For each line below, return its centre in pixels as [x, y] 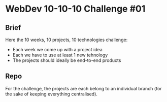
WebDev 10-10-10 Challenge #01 [75, 9]
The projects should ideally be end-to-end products [67, 60]
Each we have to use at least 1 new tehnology [60, 55]
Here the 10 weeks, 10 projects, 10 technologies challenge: [66, 40]
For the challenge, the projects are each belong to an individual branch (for [83, 88]
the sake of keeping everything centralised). [52, 94]
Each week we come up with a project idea [57, 49]
